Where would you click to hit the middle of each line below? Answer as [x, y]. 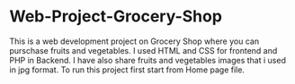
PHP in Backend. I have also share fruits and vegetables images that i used [147, 60]
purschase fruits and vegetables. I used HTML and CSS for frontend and [143, 50]
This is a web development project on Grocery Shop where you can [134, 41]
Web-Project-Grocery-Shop [116, 17]
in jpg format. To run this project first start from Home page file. [127, 70]
